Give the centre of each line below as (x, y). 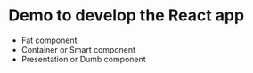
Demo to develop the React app (126, 16)
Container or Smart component (78, 49)
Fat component (49, 40)
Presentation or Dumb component (83, 59)
